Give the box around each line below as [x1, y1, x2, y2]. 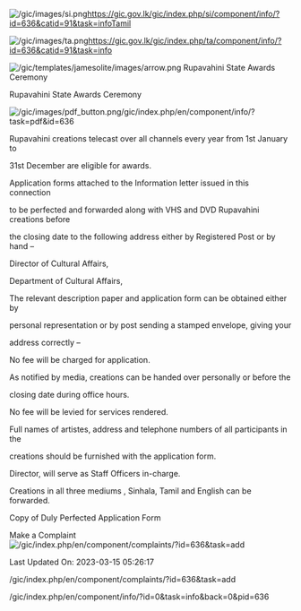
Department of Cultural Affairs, [9, 276, 124, 286]
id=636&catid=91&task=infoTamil [9, 18, 132, 29]
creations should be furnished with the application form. [9, 451, 217, 461]
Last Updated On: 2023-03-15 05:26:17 [9, 556, 155, 567]
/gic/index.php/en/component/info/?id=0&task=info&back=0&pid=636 [9, 591, 270, 602]
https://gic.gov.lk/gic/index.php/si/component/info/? [87, 9, 280, 19]
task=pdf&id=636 [9, 116, 74, 126]
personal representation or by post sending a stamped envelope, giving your [9, 320, 292, 331]
